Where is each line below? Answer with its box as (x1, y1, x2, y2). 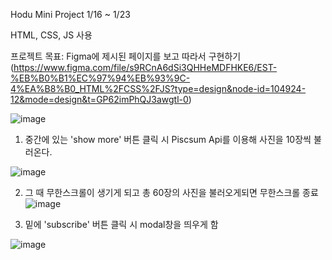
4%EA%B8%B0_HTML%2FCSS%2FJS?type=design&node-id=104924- (10, 83, 307, 94)
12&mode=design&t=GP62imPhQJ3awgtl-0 (10, 94, 189, 105)
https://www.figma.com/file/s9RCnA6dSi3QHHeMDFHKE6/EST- (13, 62, 278, 73)
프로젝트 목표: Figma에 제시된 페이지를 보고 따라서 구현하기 (10, 50, 242, 62)
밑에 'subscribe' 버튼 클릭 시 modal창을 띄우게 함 (24, 219, 219, 230)
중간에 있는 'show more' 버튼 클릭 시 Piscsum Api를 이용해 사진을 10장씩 (24, 134, 312, 145)
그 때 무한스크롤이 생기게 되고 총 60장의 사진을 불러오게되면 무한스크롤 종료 (24, 187, 319, 198)
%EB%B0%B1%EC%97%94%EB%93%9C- (10, 72, 191, 84)
